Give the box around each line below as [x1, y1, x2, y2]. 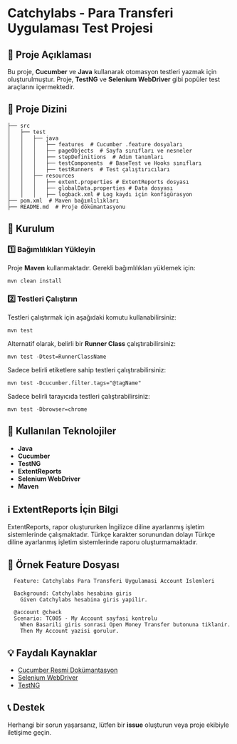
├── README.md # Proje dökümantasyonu [7, 203, 126, 210]
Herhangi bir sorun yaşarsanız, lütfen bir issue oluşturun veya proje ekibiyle [7, 720, 229, 729]
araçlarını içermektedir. [7, 83, 75, 91]
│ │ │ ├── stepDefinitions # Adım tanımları [7, 153, 164, 160]
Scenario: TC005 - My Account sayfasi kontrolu [14, 615, 158, 622]
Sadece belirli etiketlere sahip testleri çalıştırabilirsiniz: [7, 365, 167, 374]
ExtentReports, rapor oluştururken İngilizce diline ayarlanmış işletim [7, 523, 205, 531]
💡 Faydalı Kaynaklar [7, 647, 98, 659]
